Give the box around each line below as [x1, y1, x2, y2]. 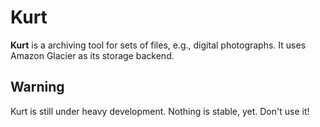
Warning [10, 79, 65, 96]
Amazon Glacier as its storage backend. [10, 49, 175, 61]
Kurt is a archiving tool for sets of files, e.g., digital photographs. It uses [10, 39, 307, 51]
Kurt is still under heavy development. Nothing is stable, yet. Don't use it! [10, 105, 310, 117]
